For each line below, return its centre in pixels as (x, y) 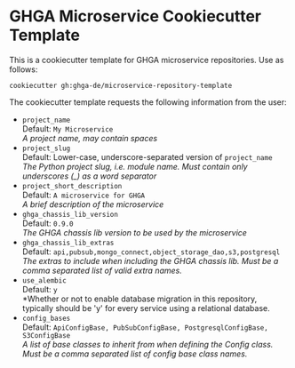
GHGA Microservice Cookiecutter (136, 16)
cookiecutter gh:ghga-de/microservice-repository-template (121, 85)
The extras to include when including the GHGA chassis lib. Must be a (150, 260)
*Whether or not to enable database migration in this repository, (140, 299)
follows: (24, 69)
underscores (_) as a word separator (89, 176)
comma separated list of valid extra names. (102, 270)
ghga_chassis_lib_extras (68, 243)
